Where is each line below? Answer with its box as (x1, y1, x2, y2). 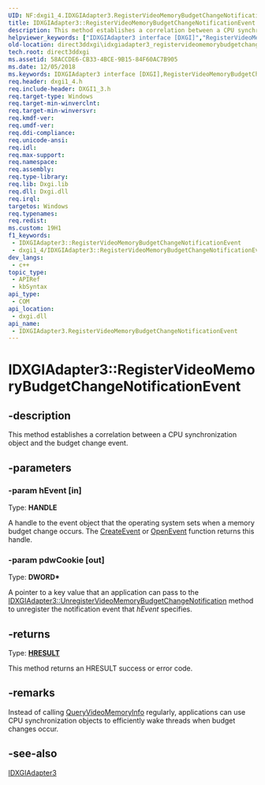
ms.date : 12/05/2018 (8, 63, 77, 71)
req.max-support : (8, 151, 65, 159)
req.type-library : (8, 173, 69, 181)
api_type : (8, 290, 41, 298)
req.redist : (8, 217, 47, 225)
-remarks (8, 686, 55, 700)
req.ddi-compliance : (8, 129, 77, 136)
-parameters (8, 461, 72, 474)
